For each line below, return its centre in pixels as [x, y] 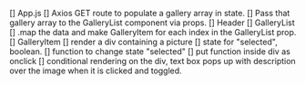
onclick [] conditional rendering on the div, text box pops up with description [152, 61]
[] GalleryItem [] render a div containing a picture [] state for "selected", [143, 42]
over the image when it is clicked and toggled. [96, 71]
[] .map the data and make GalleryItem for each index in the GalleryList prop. [153, 32]
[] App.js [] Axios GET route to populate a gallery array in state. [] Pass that [150, 13]
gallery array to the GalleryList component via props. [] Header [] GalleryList [152, 23]
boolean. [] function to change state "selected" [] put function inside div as [150, 52]
